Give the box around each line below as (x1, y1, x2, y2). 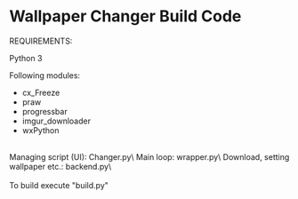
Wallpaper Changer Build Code (9, 6, 242, 27)
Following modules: (9, 69, 81, 81)
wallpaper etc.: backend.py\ (9, 161, 112, 171)
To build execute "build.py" (9, 179, 109, 190)
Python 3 (9, 52, 43, 63)
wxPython (21, 124, 60, 135)
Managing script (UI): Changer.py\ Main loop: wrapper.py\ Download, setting (9, 151, 290, 162)
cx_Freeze (21, 87, 60, 98)
